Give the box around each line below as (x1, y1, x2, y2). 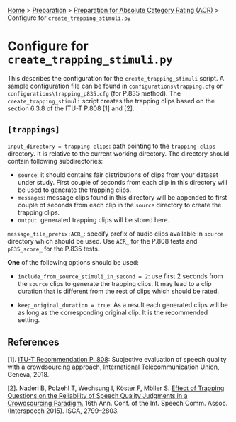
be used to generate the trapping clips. (17, 186, 132, 194)
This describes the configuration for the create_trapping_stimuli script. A (7, 74, 225, 82)
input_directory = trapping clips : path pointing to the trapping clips (7, 142, 216, 150)
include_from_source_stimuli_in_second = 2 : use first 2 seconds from (17, 272, 223, 280)
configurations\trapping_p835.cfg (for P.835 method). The (7, 89, 181, 98)
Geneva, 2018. (7, 370, 50, 378)
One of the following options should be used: (7, 258, 140, 266)
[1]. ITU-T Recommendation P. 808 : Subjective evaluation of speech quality (7, 355, 227, 363)
